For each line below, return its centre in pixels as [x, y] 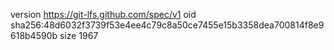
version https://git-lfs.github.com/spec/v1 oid [103, 14]
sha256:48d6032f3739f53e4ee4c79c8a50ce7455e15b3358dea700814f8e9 [167, 25]
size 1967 [79, 35]
